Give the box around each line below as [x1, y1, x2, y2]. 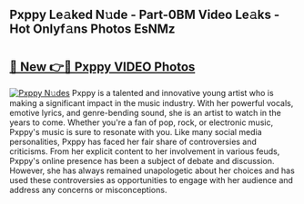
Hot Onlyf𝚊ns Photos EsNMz [9, 22, 176, 37]
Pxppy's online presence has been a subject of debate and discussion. [9, 156, 275, 166]
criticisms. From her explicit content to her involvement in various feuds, [9, 146, 280, 157]
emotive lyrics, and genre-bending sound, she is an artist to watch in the [9, 108, 282, 118]
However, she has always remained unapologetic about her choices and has [9, 165, 296, 176]
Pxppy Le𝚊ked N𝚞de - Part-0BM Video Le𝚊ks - [9, 7, 280, 23]
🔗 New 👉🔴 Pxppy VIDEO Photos [9, 59, 196, 74]
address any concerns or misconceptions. [9, 185, 167, 195]
